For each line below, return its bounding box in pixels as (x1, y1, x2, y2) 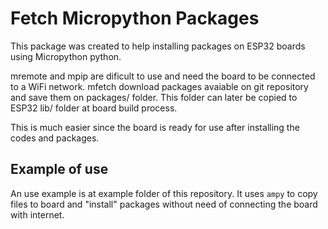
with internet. (10, 208, 65, 221)
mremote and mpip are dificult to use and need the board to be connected (10, 70, 316, 82)
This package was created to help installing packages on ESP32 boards (10, 40, 306, 52)
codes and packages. (10, 132, 100, 144)
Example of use (10, 161, 109, 178)
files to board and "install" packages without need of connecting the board (10, 198, 318, 210)
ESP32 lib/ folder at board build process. (10, 102, 178, 114)
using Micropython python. (10, 50, 122, 62)
